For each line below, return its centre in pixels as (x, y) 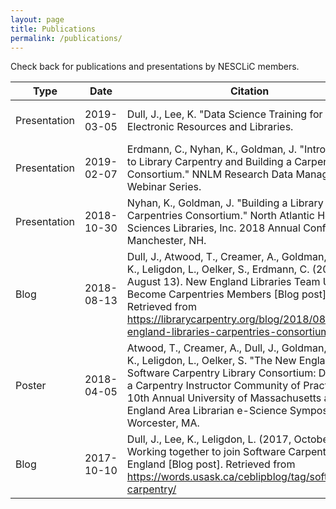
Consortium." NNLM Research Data (210, 174)
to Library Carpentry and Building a (209, 162)
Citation (249, 91)
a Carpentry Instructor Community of (213, 386)
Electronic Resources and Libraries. (210, 127)
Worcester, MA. (163, 423)
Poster (31, 386)
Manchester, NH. (166, 241)
